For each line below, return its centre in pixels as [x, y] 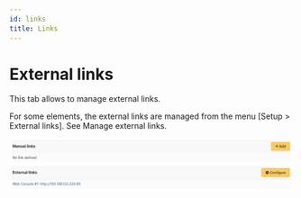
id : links [28, 19]
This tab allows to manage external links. [85, 99]
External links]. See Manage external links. [88, 126]
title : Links [34, 28]
